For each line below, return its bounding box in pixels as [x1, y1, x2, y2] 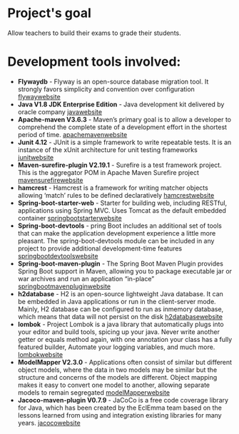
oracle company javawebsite [17, 107, 102, 116]
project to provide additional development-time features [17, 244, 183, 253]
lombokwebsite [17, 350, 63, 358]
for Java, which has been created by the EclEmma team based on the [17, 403, 223, 412]
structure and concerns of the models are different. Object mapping [17, 373, 218, 381]
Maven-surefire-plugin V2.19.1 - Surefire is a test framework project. [17, 161, 223, 169]
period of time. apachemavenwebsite [17, 130, 128, 138]
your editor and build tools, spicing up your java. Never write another [17, 327, 220, 336]
